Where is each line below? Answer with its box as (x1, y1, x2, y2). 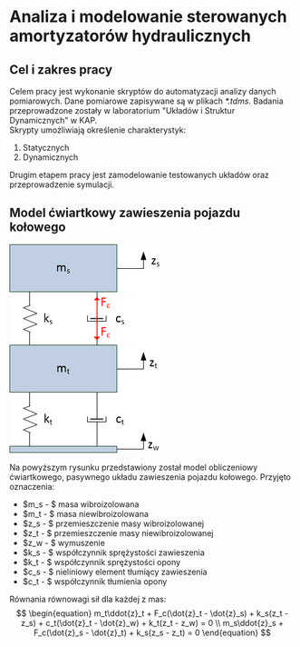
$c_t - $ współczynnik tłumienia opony (22, 575, 168, 587)
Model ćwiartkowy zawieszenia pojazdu (9, 205, 241, 221)
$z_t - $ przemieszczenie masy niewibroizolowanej (22, 527, 214, 538)
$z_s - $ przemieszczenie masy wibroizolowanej (22, 518, 205, 529)
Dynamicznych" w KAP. (9, 115, 98, 125)
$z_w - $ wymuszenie (22, 537, 106, 548)
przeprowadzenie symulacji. (9, 179, 115, 190)
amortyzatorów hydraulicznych (9, 25, 252, 46)
